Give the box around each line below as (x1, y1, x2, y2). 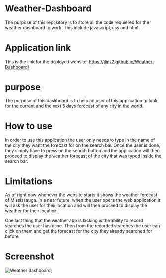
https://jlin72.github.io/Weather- (89, 58, 155, 65)
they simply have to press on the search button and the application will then (5, 147, 160, 153)
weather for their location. (5, 207, 58, 214)
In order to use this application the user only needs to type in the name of (5, 137, 155, 143)
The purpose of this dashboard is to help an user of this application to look (5, 97, 158, 103)
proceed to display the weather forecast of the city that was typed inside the (5, 153, 162, 159)
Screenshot (5, 251, 54, 262)
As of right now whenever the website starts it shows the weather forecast (5, 192, 158, 198)
